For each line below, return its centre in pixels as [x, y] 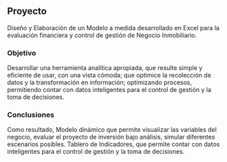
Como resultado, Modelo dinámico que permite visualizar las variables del [112, 130]
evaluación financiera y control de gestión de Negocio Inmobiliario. [102, 35]
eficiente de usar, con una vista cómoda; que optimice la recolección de [109, 76]
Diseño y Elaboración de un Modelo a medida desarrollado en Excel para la [113, 27]
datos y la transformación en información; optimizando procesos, [100, 82]
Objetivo [22, 53]
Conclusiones [31, 115]
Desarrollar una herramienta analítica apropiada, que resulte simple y [105, 68]
